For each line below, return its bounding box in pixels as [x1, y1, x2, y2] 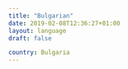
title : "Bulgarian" [8, 11, 74, 20]
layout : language [8, 26, 67, 34]
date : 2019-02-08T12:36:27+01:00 [8, 19, 121, 27]
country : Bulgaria [8, 49, 70, 57]
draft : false [8, 34, 52, 43]
